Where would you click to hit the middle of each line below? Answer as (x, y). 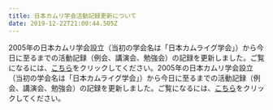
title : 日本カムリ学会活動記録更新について (72, 16)
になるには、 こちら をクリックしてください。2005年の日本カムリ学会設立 (131, 68)
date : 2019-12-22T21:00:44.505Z (63, 23)
